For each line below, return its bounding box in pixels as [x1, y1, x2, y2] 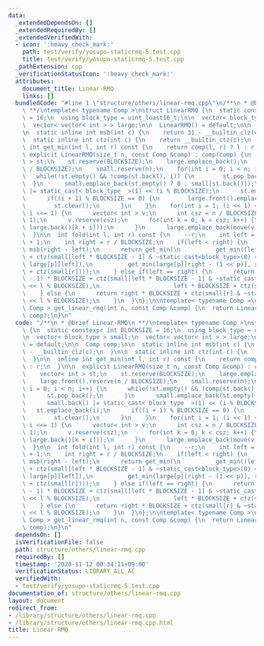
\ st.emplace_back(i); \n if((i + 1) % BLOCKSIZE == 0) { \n [22, 407, 244, 415]
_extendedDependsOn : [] [15, 19, 93, 27]
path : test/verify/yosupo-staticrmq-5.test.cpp [22, 48, 181, 56]
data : [8, 11, 26, 20]
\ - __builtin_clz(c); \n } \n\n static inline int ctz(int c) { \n [22, 348, 247, 356]
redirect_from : [8, 604, 58, 612]
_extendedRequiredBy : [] [15, 26, 97, 34]
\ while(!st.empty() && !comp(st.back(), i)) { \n [22, 172, 195, 181]
